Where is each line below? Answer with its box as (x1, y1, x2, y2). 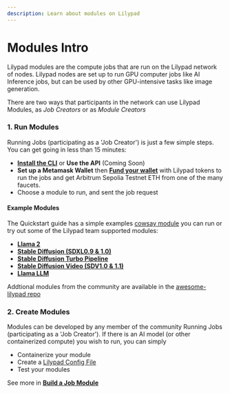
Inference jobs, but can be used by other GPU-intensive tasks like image (7, 77, 213, 85)
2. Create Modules (7, 307, 70, 316)
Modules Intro (7, 39, 89, 55)
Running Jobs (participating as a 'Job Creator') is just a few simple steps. (7, 138, 214, 146)
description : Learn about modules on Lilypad (7, 10, 140, 17)
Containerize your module (17, 351, 91, 359)
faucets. (17, 181, 41, 189)
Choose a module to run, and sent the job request (17, 188, 158, 196)
